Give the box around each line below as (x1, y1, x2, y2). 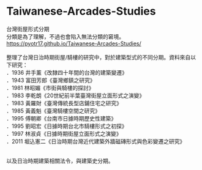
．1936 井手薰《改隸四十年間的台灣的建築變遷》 (6, 68, 127, 76)
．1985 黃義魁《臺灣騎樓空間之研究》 (6, 107, 101, 114)
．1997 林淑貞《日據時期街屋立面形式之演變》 (6, 130, 122, 137)
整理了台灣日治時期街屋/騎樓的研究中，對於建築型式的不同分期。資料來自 (6, 53, 191, 61)
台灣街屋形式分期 (6, 25, 50, 32)
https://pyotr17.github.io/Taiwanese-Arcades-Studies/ (6, 40, 142, 47)
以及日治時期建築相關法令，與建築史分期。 (6, 157, 114, 164)
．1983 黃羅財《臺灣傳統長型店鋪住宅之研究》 (6, 99, 122, 106)
